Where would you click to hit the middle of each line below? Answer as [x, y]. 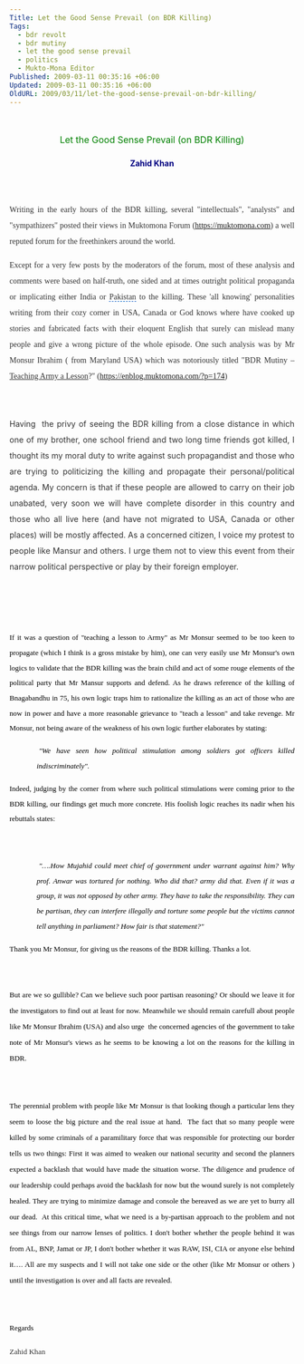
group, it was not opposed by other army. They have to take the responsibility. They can [166, 896]
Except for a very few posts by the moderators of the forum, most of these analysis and [152, 265]
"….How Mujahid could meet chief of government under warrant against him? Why [167, 865]
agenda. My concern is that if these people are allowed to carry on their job [152, 488]
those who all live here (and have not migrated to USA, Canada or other [152, 519]
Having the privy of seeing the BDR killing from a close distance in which [152, 424]
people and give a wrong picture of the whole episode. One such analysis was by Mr [152, 345]
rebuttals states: [33, 819]
